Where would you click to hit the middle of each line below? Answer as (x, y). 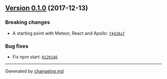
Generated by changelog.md (34, 71)
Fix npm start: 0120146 (35, 57)
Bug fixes (17, 46)
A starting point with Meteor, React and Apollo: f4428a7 (69, 33)
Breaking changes (28, 22)
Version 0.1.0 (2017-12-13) (47, 8)
